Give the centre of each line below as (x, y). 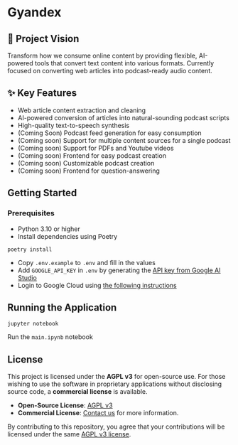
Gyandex (34, 12)
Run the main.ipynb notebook (50, 337)
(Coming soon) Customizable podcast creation (86, 163)
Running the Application (62, 307)
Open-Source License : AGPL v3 (65, 405)
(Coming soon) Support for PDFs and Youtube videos (96, 148)
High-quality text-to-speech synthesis (74, 125)
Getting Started (42, 193)
